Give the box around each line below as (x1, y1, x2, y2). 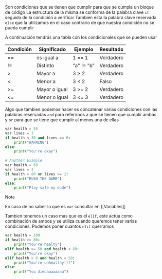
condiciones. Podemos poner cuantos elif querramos (5, 223, 114, 229)
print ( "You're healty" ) (14, 242, 62, 247)
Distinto (36, 62, 54, 69)
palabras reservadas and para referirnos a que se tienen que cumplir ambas (5, 112, 157, 117)
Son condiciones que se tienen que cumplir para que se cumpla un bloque (5, 4, 154, 10)
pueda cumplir (5, 25, 34, 31)
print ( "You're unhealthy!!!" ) (14, 260, 75, 265)
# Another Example (5, 158, 42, 163)
